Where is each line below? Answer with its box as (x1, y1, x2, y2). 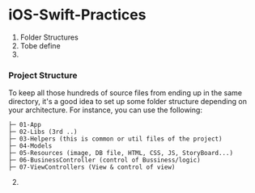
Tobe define (19, 40, 61, 50)
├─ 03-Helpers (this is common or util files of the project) (8, 135, 223, 143)
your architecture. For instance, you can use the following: (8, 105, 202, 115)
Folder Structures (19, 32, 79, 42)
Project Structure (8, 69, 78, 81)
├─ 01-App (8, 121, 42, 129)
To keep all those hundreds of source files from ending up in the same (8, 88, 243, 98)
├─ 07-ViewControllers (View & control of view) (8, 163, 176, 171)
